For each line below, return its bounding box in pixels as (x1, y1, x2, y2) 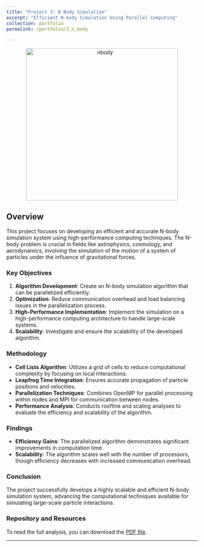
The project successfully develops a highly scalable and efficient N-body (6, 486, 189, 493)
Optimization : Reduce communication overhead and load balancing (15, 295, 185, 303)
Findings (6, 424, 33, 432)
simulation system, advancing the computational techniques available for (6, 493, 189, 500)
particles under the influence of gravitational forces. (6, 253, 137, 261)
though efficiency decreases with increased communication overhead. (15, 457, 192, 464)
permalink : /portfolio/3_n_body (6, 26, 88, 32)
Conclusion (6, 472, 41, 481)
